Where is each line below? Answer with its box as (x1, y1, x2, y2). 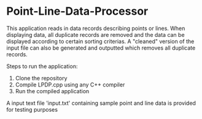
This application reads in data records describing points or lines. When (6, 25, 185, 32)
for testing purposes (6, 106, 58, 113)
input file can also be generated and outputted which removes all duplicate (6, 44, 196, 52)
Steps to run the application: (6, 63, 78, 70)
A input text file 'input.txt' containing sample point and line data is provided (6, 99, 196, 107)
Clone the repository (15, 74, 68, 82)
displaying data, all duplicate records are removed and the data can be (6, 31, 185, 38)
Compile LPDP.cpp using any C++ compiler (15, 81, 125, 88)
